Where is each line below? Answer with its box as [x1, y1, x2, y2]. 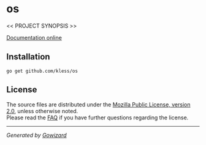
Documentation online [6, 34, 63, 41]
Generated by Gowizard [6, 131, 67, 139]
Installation [6, 51, 50, 62]
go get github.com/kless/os [6, 68, 78, 74]
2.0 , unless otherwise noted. [6, 107, 78, 114]
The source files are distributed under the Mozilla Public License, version [6, 100, 191, 108]
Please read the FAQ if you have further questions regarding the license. [6, 114, 189, 121]
